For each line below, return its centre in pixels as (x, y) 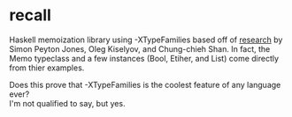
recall (30, 15)
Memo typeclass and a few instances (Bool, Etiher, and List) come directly (144, 58)
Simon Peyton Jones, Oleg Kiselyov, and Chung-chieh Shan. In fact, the (140, 48)
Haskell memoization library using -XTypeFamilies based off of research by (146, 40)
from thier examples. (47, 68)
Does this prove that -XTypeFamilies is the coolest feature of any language (145, 84)
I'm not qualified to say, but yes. (67, 103)
